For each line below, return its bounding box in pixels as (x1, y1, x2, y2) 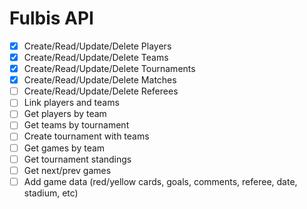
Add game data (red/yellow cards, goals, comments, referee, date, (23, 175, 298, 187)
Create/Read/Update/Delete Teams (23, 52, 169, 63)
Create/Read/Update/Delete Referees (23, 85, 179, 97)
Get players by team (23, 108, 107, 120)
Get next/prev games (23, 164, 112, 176)
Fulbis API (9, 7, 94, 30)
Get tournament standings (23, 153, 132, 165)
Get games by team (23, 142, 106, 154)
